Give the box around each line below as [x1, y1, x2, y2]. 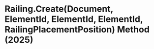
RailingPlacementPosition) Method [4, 24, 150, 35]
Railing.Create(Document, [4, 3, 114, 15]
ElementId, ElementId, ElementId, [4, 14, 143, 25]
